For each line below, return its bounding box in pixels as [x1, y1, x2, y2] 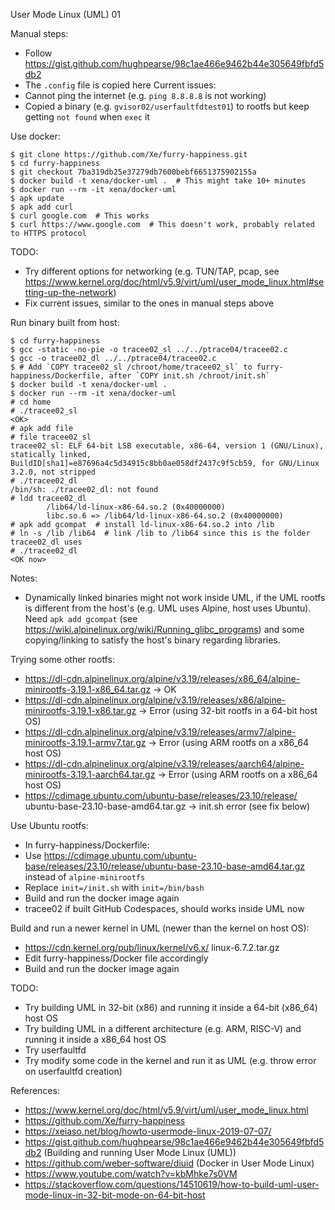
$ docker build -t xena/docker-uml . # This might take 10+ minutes [10, 176, 307, 186]
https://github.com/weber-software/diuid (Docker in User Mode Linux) [24, 1157, 315, 1169]
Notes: [10, 572, 38, 584]
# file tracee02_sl [10, 432, 92, 442]
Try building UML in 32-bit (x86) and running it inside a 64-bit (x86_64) [24, 1002, 318, 1013]
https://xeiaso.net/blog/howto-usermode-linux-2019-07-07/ [24, 1125, 272, 1137]
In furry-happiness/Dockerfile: [24, 839, 150, 851]
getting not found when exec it [24, 111, 150, 123]
